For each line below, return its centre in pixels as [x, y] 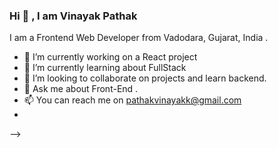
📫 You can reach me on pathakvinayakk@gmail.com [132, 100]
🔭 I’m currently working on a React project [110, 57]
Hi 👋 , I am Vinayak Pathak [73, 16]
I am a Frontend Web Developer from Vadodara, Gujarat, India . [139, 38]
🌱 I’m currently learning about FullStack [105, 68]
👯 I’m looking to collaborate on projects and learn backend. [145, 78]
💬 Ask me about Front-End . [81, 89]
